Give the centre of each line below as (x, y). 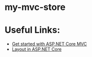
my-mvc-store (35, 7)
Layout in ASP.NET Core (37, 49)
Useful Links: (32, 30)
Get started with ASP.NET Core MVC (49, 44)
